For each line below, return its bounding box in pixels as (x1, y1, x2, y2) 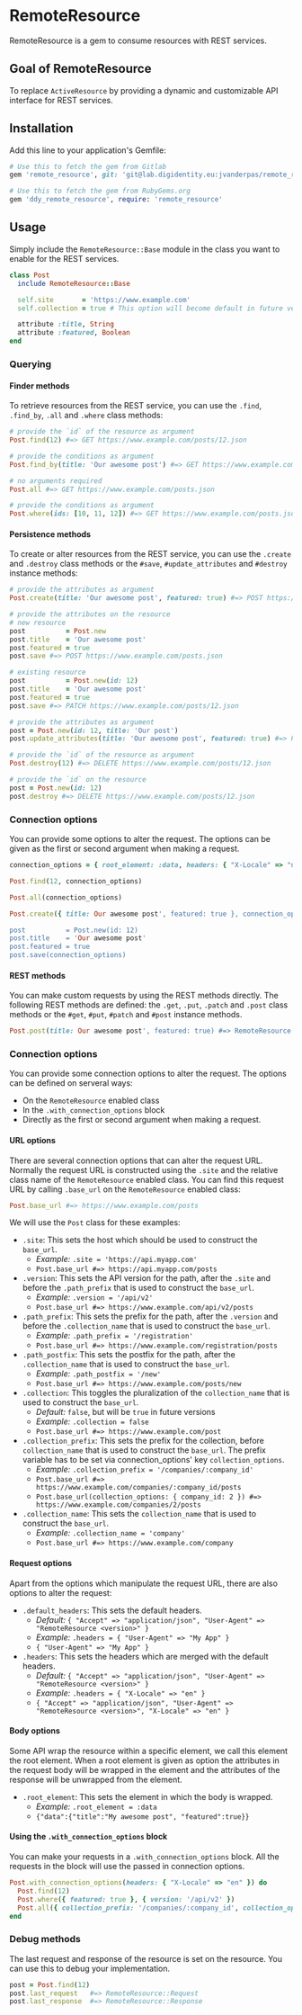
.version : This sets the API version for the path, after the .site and (22, 1273, 271, 1284)
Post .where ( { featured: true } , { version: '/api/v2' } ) (17, 1894, 235, 1903)
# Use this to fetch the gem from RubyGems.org (9, 186, 191, 196)
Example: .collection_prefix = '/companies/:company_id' (35, 1464, 254, 1475)
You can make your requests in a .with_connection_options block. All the (9, 1851, 280, 1862)
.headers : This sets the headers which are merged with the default (22, 1651, 269, 1661)
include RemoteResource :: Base (17, 279, 130, 288)
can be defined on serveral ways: (9, 1078, 133, 1088)
